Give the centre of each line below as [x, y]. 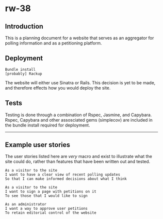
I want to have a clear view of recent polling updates [63, 175]
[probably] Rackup [24, 74]
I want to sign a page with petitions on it [51, 192]
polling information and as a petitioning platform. [54, 43]
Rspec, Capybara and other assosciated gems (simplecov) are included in [79, 120]
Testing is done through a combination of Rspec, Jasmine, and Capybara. [78, 115]
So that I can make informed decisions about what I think [66, 179]
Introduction [24, 26]
